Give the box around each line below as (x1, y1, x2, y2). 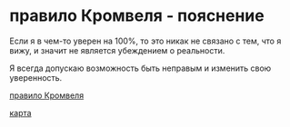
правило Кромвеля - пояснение (9, 5, 265, 26)
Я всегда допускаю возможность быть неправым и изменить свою (9, 63, 272, 73)
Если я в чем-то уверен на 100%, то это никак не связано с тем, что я (9, 35, 282, 46)
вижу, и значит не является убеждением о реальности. (9, 44, 225, 55)
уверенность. (9, 72, 63, 83)
